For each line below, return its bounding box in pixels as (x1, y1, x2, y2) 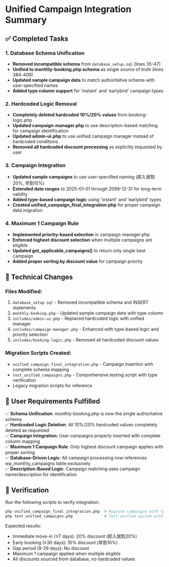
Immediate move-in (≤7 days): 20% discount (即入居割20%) (12, 533, 137, 539)
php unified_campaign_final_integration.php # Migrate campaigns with (5, 509, 158, 514)
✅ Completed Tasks (5, 34, 69, 43)
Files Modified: (5, 288, 43, 295)
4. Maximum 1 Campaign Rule (5, 220, 79, 227)
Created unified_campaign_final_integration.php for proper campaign (12, 202, 160, 208)
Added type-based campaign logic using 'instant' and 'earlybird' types (12, 197, 162, 203)
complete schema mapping (12, 366, 69, 372)
